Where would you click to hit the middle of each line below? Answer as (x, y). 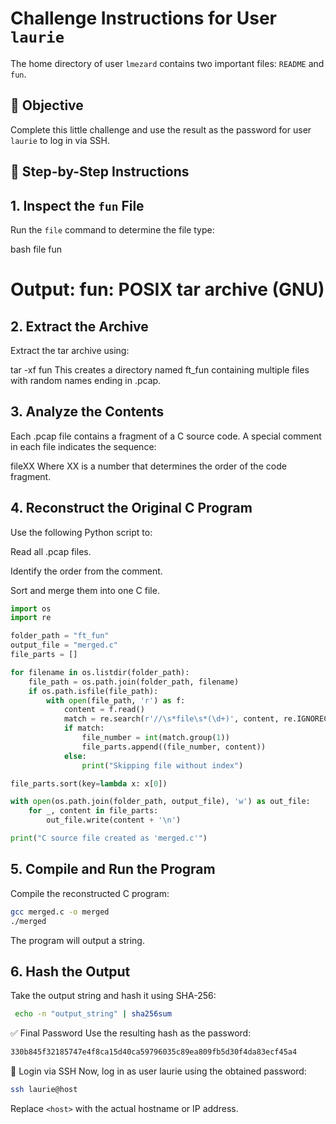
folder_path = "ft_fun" (60, 636)
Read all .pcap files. (51, 551)
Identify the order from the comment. (86, 571)
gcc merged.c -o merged (60, 912)
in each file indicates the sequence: (83, 446)
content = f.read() (104, 710)
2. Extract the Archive (79, 326)
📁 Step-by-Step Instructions (100, 172)
